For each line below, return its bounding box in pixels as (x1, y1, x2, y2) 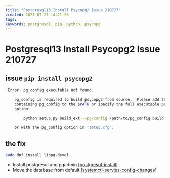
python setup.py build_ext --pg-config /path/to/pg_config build (23, 116, 164, 121)
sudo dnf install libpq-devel (5, 152, 69, 157)
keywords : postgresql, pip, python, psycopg (5, 21, 101, 27)
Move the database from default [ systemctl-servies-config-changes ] (12, 167, 157, 173)
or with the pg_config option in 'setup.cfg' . (14, 125, 114, 130)
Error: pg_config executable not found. (7, 87, 94, 93)
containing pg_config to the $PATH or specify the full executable (14, 102, 159, 107)
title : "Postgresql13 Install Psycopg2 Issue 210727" (5, 7, 121, 13)
